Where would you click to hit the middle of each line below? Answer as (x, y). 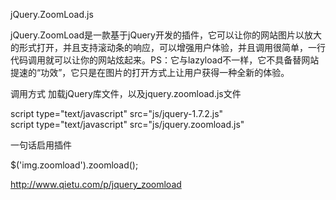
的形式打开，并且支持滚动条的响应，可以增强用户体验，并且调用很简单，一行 (168, 47)
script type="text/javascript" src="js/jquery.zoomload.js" (127, 124)
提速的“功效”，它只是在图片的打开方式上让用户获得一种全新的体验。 (150, 72)
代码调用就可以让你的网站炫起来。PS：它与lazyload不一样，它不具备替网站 (165, 60)
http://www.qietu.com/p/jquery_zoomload (96, 184)
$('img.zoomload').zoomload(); (74, 165)
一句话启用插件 (41, 145)
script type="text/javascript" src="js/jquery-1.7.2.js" (117, 113)
